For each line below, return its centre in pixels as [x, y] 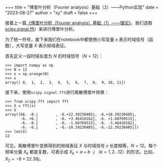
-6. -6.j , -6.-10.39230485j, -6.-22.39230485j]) [80, 127]
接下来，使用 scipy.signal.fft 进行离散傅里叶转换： [57, 92]
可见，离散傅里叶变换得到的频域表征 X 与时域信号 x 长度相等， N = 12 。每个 [81, 146]
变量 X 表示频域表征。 [46, 45]
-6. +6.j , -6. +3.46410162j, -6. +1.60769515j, [79, 119]
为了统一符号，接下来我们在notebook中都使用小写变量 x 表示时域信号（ [77, 39]
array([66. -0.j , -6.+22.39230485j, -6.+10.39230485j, [71, 114]
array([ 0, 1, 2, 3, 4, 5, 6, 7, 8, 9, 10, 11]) [65, 83]
